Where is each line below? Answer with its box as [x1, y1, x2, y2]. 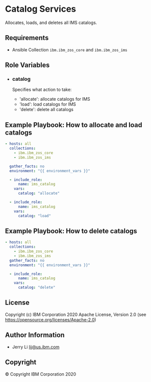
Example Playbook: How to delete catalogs [5, 226, 137, 235]
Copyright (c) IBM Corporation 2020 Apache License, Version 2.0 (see [5, 312, 147, 317]
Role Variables [5, 61, 50, 69]
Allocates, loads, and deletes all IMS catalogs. [5, 20, 97, 25]
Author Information [5, 331, 65, 339]
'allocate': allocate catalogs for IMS [19, 96, 90, 102]
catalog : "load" [18, 213, 51, 218]
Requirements [5, 34, 49, 42]
